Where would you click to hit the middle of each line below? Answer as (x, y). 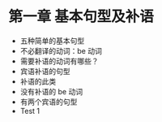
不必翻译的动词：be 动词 (61, 50)
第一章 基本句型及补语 (81, 17)
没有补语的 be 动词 (51, 91)
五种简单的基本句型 (52, 41)
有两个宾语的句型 (49, 102)
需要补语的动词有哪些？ (59, 61)
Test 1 (30, 111)
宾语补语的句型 (45, 71)
